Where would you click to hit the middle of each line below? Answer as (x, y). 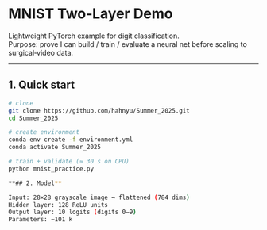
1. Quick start (42, 85)
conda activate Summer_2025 (55, 148)
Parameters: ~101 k (41, 220)
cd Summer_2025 (33, 118)
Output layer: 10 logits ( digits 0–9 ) (72, 212)
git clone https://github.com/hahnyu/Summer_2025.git (99, 111)
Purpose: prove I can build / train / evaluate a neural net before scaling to (128, 44)
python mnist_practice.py (51, 169)
